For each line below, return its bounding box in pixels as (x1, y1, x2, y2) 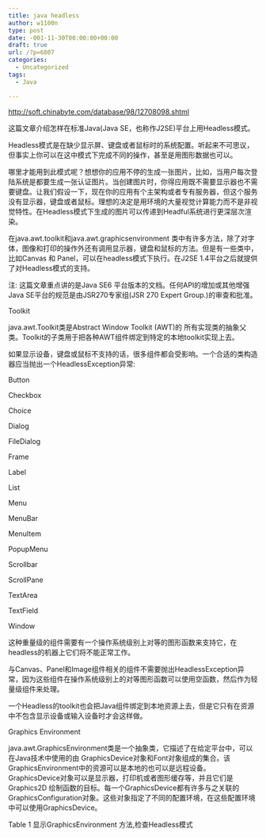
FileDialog (8, 436, 41, 445)
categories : (8, 56, 47, 64)
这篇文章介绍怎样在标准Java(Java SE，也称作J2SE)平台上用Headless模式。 (8, 123, 255, 133)
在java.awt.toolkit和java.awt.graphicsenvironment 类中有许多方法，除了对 (8, 233, 248, 243)
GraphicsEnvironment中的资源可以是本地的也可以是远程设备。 (8, 763, 211, 773)
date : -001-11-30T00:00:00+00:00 (8, 33, 119, 42)
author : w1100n (8, 19, 59, 27)
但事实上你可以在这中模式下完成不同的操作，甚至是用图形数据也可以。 (8, 150, 237, 160)
